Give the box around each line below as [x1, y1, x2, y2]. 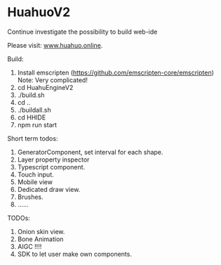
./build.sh [17, 91, 45, 99]
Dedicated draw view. [17, 185, 81, 193]
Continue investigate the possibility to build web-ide [7, 27, 158, 36]
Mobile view [17, 177, 53, 186]
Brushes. [17, 193, 43, 201]
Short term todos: [7, 134, 58, 143]
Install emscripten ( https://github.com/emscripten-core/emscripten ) [17, 68, 214, 77]
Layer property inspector [17, 155, 90, 164]
